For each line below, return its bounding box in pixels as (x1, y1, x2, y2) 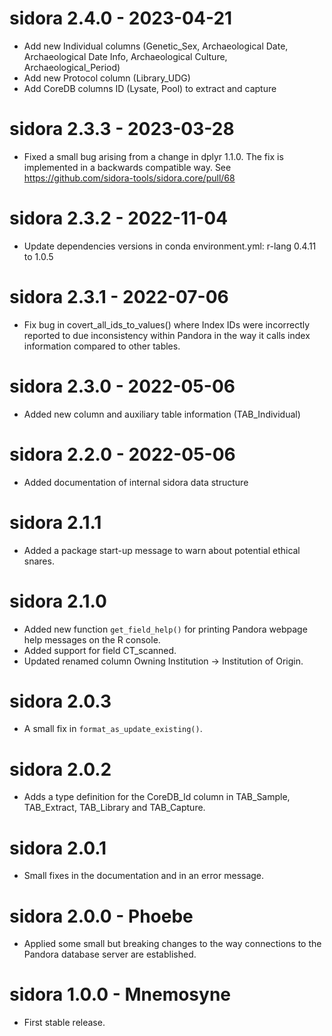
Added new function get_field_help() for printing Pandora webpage (23, 623, 308, 635)
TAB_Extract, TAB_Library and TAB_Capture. (23, 802, 206, 814)
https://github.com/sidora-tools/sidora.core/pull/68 (23, 172, 236, 184)
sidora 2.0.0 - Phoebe (9, 905, 194, 927)
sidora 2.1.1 (9, 511, 102, 534)
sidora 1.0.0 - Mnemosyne (9, 983, 232, 1006)
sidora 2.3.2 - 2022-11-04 (9, 207, 229, 230)
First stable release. (23, 1017, 106, 1029)
